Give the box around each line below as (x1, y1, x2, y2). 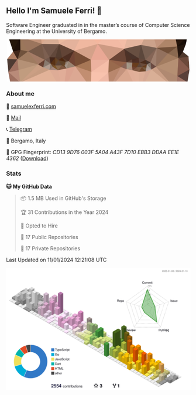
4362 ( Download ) (6, 155, 49, 162)
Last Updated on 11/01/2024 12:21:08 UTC (6, 256, 107, 263)
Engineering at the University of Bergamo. (6, 28, 107, 35)
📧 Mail (6, 114, 22, 121)
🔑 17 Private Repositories (20, 244, 81, 252)
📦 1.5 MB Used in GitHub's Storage (20, 195, 106, 202)
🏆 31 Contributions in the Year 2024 (20, 209, 109, 216)
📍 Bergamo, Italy (6, 137, 46, 144)
